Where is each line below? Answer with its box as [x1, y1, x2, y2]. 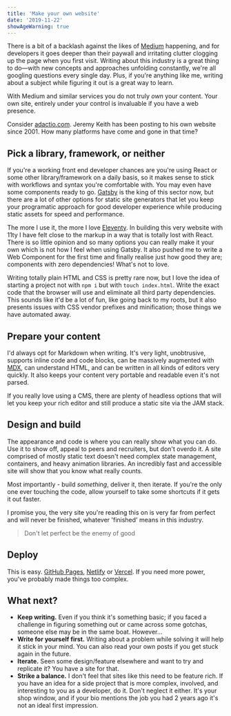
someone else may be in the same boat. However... [17, 627, 163, 636]
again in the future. [17, 650, 71, 658]
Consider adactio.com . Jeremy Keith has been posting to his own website [7, 120, 216, 129]
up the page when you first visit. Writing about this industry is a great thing [7, 57, 219, 65]
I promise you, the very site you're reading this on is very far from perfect [7, 508, 216, 516]
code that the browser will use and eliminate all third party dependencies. [7, 288, 216, 297]
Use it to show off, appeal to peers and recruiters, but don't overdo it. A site [7, 444, 222, 453]
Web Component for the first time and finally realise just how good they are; [7, 253, 223, 261]
